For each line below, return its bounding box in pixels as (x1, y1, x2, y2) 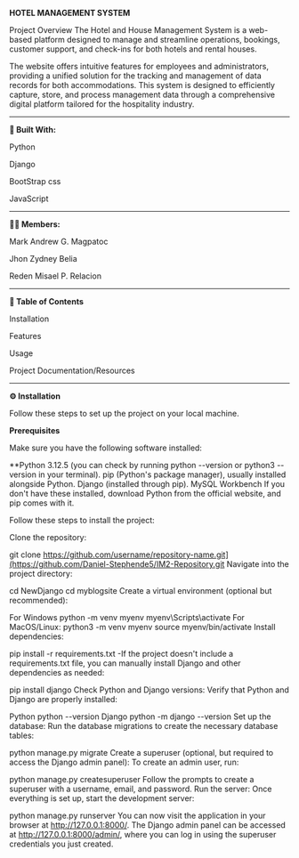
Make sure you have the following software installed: (9, 442, 203, 453)
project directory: (9, 569, 73, 579)
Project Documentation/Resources (9, 365, 135, 376)
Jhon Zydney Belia (9, 254, 77, 263)
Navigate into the (226, 559, 289, 569)
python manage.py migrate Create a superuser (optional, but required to (9, 748, 274, 757)
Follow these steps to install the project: (9, 515, 156, 525)
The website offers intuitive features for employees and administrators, (9, 61, 270, 71)
